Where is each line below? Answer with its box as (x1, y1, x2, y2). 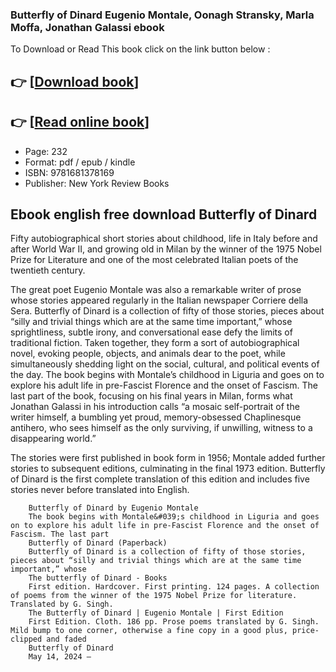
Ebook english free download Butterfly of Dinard (10, 206, 318, 223)
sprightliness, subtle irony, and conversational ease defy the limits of (10, 326, 293, 338)
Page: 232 (24, 145, 68, 157)
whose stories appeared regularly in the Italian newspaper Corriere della (10, 294, 309, 307)
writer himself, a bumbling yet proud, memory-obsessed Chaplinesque (10, 411, 302, 423)
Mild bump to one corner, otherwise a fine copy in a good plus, (10, 626, 288, 636)
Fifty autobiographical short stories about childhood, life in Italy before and (10, 233, 318, 245)
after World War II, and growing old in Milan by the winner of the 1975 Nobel (10, 243, 322, 255)
